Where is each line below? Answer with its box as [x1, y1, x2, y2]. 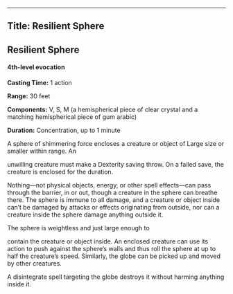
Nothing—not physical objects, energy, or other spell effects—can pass [7, 181, 212, 189]
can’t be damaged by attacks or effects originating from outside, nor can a [7, 203, 220, 211]
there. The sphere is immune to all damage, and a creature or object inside [7, 195, 221, 204]
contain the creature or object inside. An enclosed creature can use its [7, 237, 209, 246]
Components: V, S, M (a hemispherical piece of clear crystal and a [7, 105, 198, 113]
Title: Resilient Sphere [7, 20, 105, 32]
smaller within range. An [7, 147, 77, 155]
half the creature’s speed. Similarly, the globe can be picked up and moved [7, 252, 221, 260]
